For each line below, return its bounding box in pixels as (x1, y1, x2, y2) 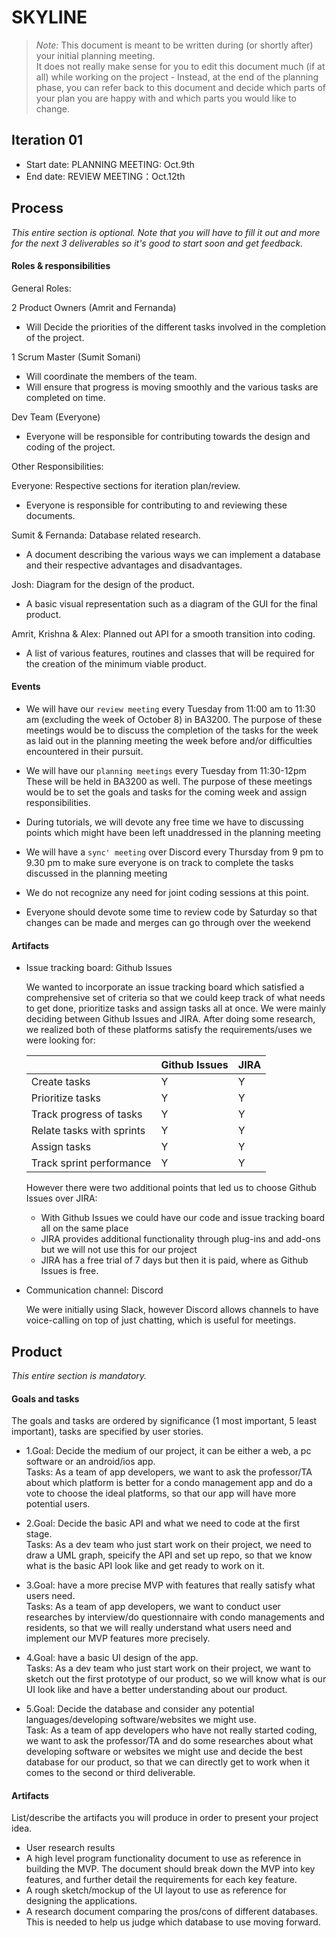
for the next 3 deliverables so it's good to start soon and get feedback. (11, 237, 304, 249)
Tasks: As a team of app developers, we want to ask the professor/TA (25, 1466, 313, 1478)
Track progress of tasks (30, 1107, 143, 1121)
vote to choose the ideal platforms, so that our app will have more (25, 1487, 297, 1500)
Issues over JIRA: (25, 1192, 98, 1205)
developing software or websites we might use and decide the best (25, 1746, 303, 1758)
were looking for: (25, 1034, 96, 1046)
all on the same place (40, 1222, 129, 1235)
